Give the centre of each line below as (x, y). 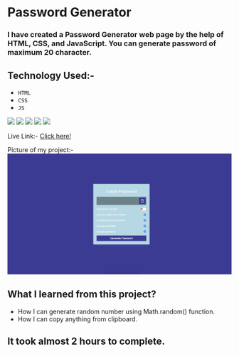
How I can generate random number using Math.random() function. (116, 311)
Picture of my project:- (41, 149)
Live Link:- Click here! (39, 136)
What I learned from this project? (82, 295)
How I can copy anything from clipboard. (77, 319)
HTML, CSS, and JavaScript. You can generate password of (112, 43)
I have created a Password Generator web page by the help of (116, 35)
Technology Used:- (51, 75)
